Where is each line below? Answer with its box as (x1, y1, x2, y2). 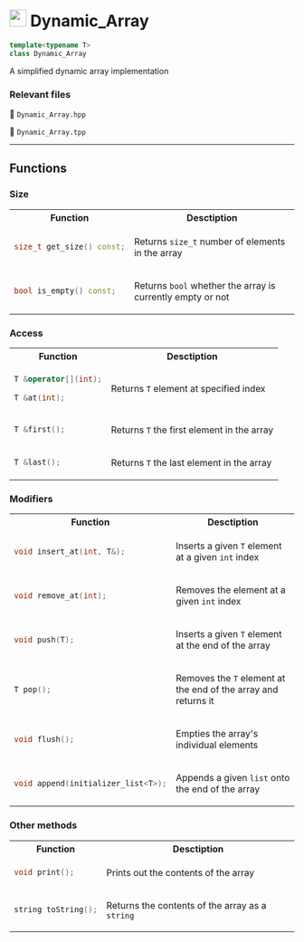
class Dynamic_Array (9, 49, 88, 58)
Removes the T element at (176, 672, 286, 685)
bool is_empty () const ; (14, 286, 117, 296)
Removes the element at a (176, 584, 287, 596)
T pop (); (14, 684, 52, 694)
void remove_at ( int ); (14, 590, 107, 601)
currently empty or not (134, 290, 230, 303)
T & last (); (14, 457, 61, 468)
